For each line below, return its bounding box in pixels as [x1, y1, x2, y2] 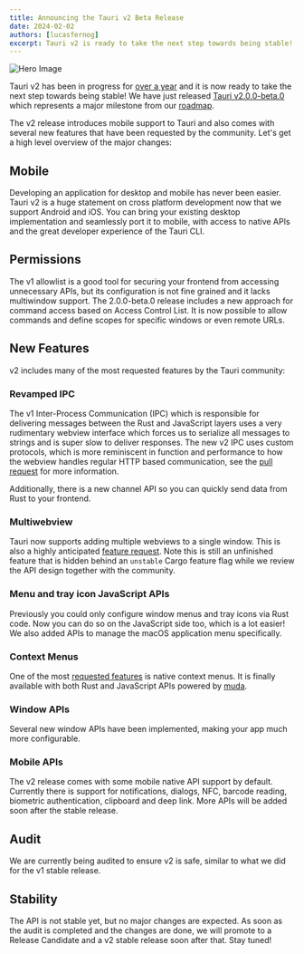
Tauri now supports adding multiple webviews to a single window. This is [9, 536, 280, 547]
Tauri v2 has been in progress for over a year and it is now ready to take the [9, 81, 292, 92]
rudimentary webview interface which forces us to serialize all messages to [9, 427, 290, 438]
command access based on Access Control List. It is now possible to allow [9, 304, 288, 315]
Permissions [9, 252, 81, 267]
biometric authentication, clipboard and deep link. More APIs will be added [9, 795, 288, 806]
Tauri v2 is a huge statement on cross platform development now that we [9, 197, 282, 208]
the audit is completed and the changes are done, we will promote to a [9, 925, 272, 936]
